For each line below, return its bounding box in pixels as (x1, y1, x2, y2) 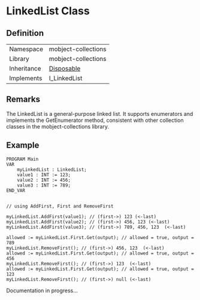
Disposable (49, 65, 81, 72)
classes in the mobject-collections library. (6, 123, 110, 130)
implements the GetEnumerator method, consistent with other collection (6, 117, 184, 124)
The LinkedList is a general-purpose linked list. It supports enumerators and (6, 110, 193, 117)
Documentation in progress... (6, 287, 78, 294)
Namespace (9, 45, 44, 53)
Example (6, 140, 40, 151)
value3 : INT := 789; (17, 182, 71, 188)
